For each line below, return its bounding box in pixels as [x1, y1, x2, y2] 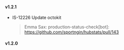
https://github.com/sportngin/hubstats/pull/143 [24, 29, 119, 35]
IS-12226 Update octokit [12, 15, 62, 20]
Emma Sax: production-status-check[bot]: [24, 24, 110, 30]
